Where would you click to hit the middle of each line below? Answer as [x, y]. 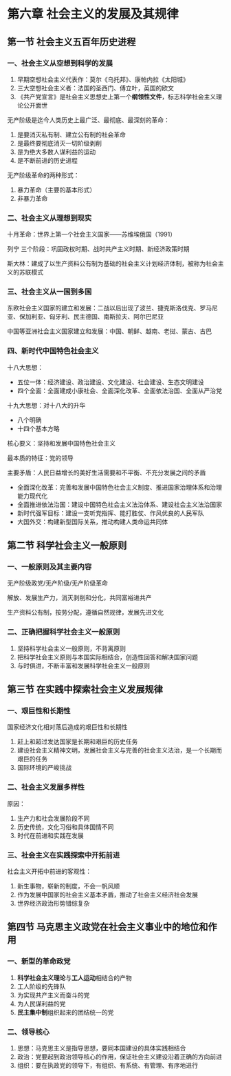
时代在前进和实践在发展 [50, 835]
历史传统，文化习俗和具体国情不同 [65, 827]
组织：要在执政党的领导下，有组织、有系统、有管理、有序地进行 [107, 1066]
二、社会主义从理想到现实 [49, 218]
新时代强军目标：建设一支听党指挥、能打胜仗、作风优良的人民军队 [110, 513]
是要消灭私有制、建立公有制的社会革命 [71, 134]
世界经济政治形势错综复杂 [53, 904]
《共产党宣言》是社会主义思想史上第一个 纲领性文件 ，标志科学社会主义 [117, 97]
